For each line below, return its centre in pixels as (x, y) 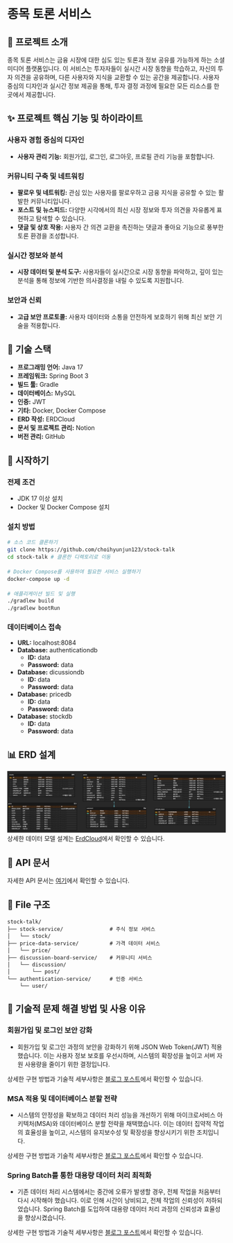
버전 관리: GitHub (41, 437)
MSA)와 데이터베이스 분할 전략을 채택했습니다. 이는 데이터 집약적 (124, 1124)
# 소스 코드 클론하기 (33, 542)
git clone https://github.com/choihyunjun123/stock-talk (91, 550)
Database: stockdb (45, 716)
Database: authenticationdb (58, 650)
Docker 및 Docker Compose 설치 (63, 507)
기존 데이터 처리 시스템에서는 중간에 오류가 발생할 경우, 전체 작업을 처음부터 (119, 1192)
